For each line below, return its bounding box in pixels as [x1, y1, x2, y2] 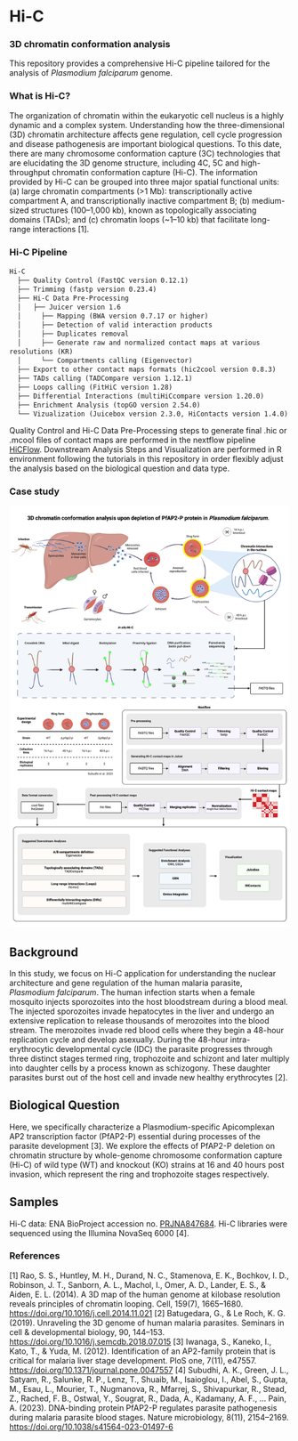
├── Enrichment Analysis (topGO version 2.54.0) [17, 401, 201, 410]
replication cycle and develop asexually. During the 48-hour [9, 1034, 229, 1045]
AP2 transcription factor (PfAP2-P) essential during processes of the [9, 1130, 261, 1141]
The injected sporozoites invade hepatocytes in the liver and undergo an [9, 1006, 275, 1016]
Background [9, 944, 78, 959]
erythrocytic [9, 1043, 54, 1054]
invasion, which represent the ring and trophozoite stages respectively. [9, 1169, 270, 1179]
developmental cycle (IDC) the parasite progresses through [55, 1043, 273, 1054]
